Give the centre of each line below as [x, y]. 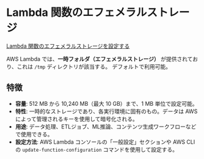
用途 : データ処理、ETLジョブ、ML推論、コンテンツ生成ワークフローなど [106, 127]
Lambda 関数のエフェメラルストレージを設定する [68, 46]
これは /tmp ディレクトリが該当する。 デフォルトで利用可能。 [94, 66]
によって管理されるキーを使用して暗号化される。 [77, 119]
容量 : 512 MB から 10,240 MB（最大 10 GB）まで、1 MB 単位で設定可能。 [106, 103]
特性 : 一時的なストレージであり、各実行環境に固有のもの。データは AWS [106, 111]
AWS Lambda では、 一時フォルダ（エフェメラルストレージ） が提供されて [100, 59]
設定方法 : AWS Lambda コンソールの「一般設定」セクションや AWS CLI [105, 142]
